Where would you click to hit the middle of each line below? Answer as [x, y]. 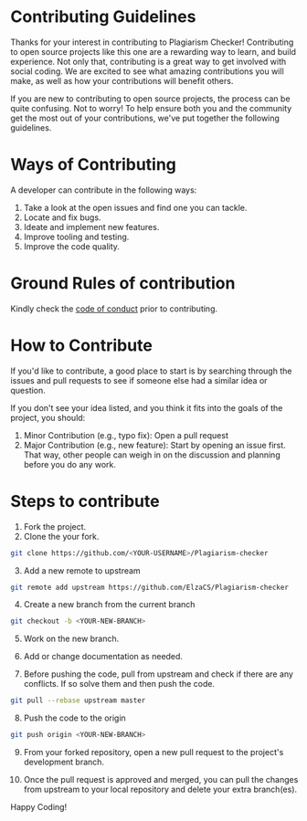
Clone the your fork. [61, 536]
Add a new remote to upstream [82, 570]
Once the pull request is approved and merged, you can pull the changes [161, 780]
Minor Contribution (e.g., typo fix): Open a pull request [126, 435]
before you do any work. [70, 464]
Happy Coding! [39, 807]
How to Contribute [82, 345]
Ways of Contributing [94, 165]
